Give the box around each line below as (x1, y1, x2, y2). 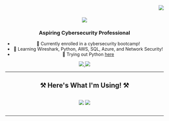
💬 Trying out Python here (62, 51, 115, 57)
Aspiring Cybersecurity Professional (39, 30, 130, 37)
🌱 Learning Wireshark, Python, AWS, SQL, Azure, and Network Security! (13, 46, 163, 52)
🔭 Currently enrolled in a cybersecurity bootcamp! (36, 41, 140, 47)
